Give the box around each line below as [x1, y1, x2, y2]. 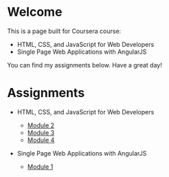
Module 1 [27, 163, 54, 171]
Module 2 [27, 121, 55, 129]
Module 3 [27, 128, 55, 136]
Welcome [7, 4, 63, 20]
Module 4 [27, 136, 55, 144]
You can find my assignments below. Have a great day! [7, 61, 163, 69]
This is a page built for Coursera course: [7, 27, 122, 35]
